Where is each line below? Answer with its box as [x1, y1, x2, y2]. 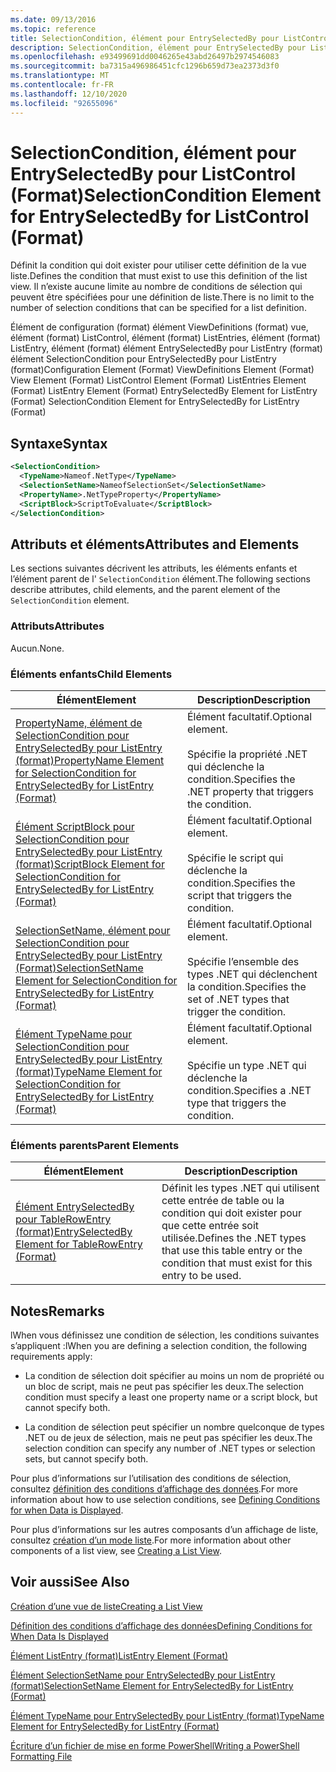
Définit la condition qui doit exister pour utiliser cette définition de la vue [10, 259, 307, 271]
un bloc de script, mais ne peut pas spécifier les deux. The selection [24, 1381, 304, 1393]
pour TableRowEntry [15, 1212, 112, 1226]
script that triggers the [186, 888, 293, 902]
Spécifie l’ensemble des [186, 954, 300, 968]
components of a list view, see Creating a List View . [10, 1545, 222, 1557]
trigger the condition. [186, 1004, 287, 1018]
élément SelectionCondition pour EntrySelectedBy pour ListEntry [10, 353, 277, 365]
